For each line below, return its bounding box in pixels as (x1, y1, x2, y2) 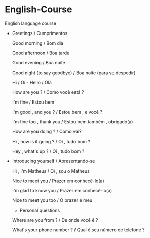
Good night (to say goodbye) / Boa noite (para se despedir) (12, 70, 136, 76)
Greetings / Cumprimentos (12, 30, 68, 36)
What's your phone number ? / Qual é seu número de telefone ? (12, 227, 145, 233)
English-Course (5, 4, 72, 15)
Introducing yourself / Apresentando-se (12, 158, 95, 164)
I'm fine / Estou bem (12, 99, 54, 105)
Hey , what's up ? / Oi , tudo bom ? (12, 148, 85, 154)
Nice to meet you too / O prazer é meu (12, 197, 93, 203)
